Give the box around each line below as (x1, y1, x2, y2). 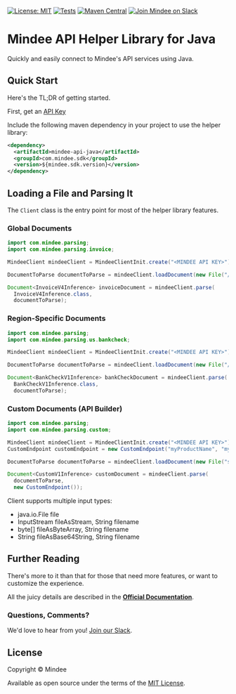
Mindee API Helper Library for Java (7, 32, 216, 47)
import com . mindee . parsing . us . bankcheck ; (7, 336, 131, 343)
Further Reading (7, 553, 80, 565)
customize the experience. (7, 579, 84, 587)
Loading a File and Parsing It (7, 187, 133, 199)
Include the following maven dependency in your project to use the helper (7, 120, 221, 129)
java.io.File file (17, 510, 60, 519)
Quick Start (7, 74, 58, 87)
